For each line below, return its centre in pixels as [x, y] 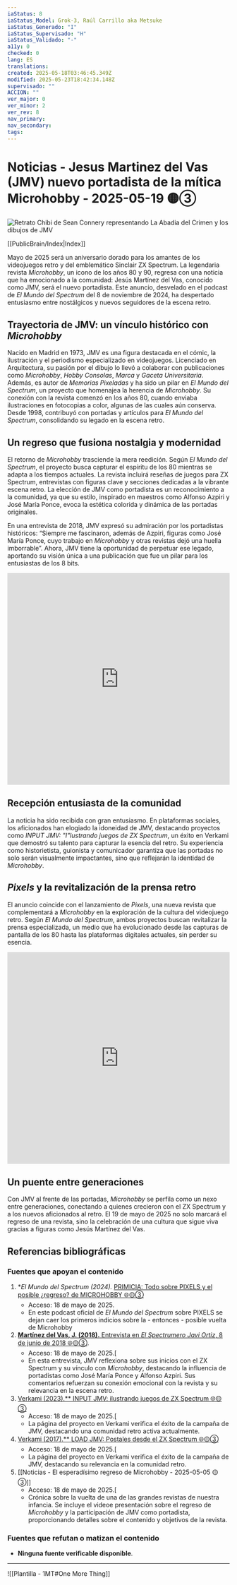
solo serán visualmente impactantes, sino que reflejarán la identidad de [111, 858]
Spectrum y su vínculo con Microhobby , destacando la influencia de [127, 1368]
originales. [23, 512]
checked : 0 [23, 54]
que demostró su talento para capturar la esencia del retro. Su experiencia [115, 843]
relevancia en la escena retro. [71, 1391]
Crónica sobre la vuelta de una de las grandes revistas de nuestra [124, 1497]
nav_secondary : [30, 125]
